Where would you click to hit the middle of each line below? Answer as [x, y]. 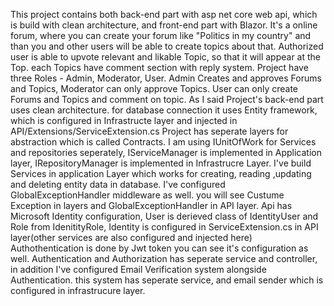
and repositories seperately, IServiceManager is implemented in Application [166, 152]
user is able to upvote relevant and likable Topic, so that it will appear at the [166, 57]
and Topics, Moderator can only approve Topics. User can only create [154, 88]
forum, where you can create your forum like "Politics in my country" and [161, 35]
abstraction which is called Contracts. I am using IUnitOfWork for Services [163, 142]
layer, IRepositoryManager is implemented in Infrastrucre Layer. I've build [161, 163]
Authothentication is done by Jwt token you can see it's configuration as [159, 248]
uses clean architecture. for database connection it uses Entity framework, [164, 110]
